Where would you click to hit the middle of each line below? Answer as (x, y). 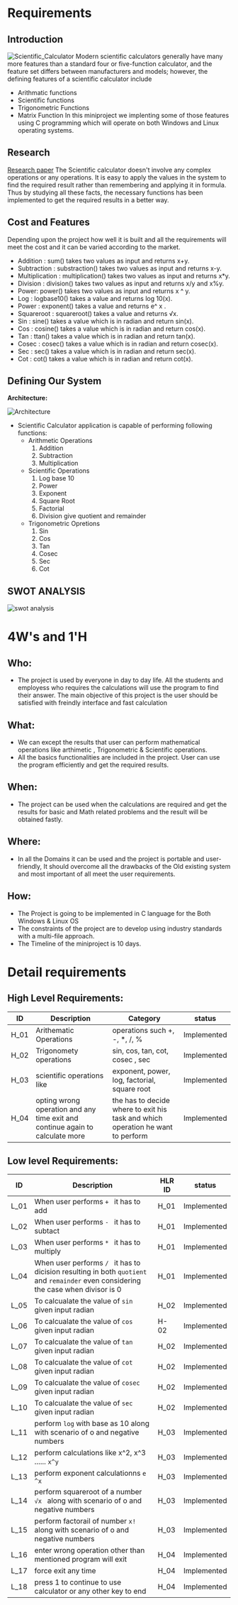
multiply (48, 1251)
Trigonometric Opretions (64, 524)
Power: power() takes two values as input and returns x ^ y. (104, 291)
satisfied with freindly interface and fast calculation (92, 703)
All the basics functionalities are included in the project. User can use (119, 757)
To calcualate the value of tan (84, 1342)
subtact (47, 1231)
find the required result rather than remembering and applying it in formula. (117, 185)
